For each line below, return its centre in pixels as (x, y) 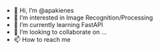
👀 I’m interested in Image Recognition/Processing (83, 18)
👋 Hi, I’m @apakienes (44, 10)
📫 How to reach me (42, 40)
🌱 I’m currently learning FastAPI (58, 25)
